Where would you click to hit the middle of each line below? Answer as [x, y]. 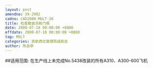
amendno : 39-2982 [23, 14]
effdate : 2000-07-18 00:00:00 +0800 [42, 32]
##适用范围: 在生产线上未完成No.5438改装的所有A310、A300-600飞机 [76, 60]
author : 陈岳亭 [19, 46]
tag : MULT [15, 37]
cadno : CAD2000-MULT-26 [29, 19]
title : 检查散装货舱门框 [27, 23]
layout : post [18, 10]
